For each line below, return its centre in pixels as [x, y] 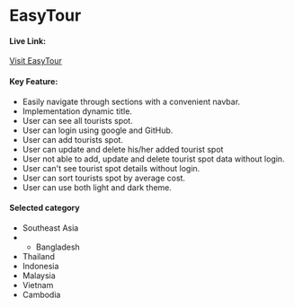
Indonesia [40, 266]
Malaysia [39, 276]
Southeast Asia [50, 228]
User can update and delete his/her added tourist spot [123, 149]
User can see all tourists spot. [77, 120]
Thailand [39, 256]
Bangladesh [58, 247]
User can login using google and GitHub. [98, 130]
